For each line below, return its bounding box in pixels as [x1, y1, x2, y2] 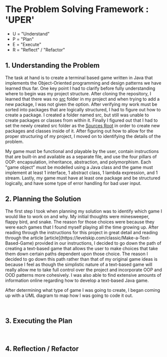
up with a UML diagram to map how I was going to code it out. [5, 292, 133, 298]
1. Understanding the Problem [5, 61, 100, 70]
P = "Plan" [12, 36, 34, 42]
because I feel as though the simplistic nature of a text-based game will [5, 261, 152, 267]
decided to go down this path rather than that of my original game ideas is [5, 256, 157, 262]
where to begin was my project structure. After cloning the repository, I [5, 90, 151, 96]
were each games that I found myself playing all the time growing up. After [5, 224, 159, 230]
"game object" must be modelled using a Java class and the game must [5, 164, 153, 170]
